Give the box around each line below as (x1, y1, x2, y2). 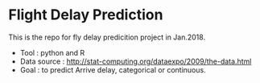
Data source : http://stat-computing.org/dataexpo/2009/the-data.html (19, 56, 252, 66)
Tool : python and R (19, 48, 85, 57)
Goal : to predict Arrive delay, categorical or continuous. (19, 64, 207, 74)
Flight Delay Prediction (8, 6, 163, 24)
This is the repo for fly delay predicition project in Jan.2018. (8, 32, 206, 42)
